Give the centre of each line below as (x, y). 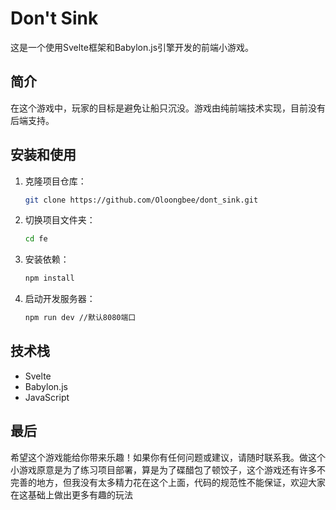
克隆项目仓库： (55, 181)
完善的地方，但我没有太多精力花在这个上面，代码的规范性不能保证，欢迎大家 (168, 482)
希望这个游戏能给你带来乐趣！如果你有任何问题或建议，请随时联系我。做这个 (168, 457)
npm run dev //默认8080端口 (80, 318)
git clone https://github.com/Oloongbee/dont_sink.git (141, 200)
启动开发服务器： (60, 299)
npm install (49, 278)
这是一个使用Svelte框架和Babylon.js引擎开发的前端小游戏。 (132, 47)
